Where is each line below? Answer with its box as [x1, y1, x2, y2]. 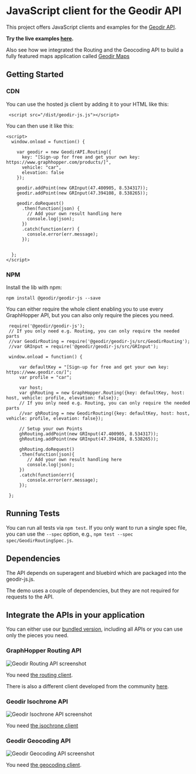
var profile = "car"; [19, 374, 72, 380]
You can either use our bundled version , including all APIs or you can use [6, 625, 183, 632]
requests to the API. [6, 593, 54, 600]
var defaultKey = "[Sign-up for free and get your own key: [19, 364, 169, 370]
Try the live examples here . [6, 35, 74, 42]
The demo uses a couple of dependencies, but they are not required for [6, 587, 180, 594]
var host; [19, 385, 43, 391]
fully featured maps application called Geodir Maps [6, 52, 130, 59]
